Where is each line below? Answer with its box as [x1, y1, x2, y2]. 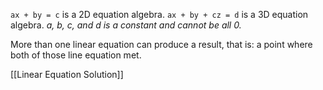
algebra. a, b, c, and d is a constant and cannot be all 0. [10, 19, 242, 31]
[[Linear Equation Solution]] [10, 69, 124, 80]
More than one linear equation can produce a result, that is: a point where [10, 39, 313, 50]
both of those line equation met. [10, 49, 142, 61]
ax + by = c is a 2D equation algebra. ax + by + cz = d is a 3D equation [10, 9, 309, 20]
